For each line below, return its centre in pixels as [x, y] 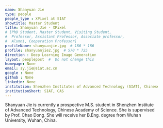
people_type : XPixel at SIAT [36, 18]
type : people [18, 14]
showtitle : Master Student [32, 23]
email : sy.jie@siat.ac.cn [31, 69]
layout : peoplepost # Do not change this [50, 59]
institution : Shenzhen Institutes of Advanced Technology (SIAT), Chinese [82, 86]
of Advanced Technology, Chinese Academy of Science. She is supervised [80, 110]
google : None [19, 73]
